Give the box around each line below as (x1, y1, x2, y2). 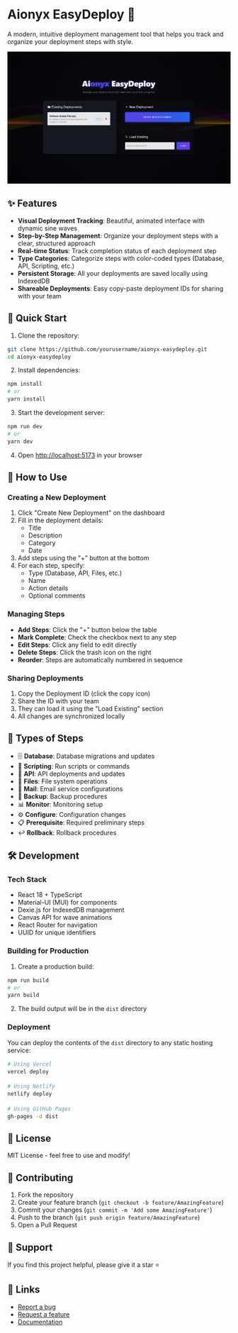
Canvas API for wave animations (17, 913, 113, 922)
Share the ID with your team (17, 696, 99, 705)
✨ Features (7, 198, 57, 210)
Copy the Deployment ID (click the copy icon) (17, 689, 151, 698)
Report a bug (17, 1303, 56, 1311)
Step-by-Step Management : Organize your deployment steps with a (17, 231, 218, 240)
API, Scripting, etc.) (17, 262, 75, 270)
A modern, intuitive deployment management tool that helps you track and (7, 30, 225, 38)
